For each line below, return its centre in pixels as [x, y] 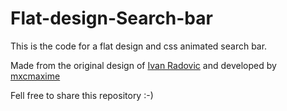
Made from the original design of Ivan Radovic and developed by [143, 65]
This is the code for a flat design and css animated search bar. [139, 46]
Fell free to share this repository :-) [82, 95]
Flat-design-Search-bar [111, 18]
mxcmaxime [35, 76]
